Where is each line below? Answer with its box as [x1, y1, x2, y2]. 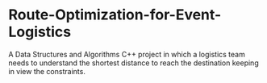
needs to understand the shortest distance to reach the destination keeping [8, 58, 260, 68]
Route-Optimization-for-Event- [8, 6, 222, 24]
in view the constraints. [8, 66, 86, 76]
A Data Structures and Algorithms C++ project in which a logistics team [8, 49, 246, 59]
